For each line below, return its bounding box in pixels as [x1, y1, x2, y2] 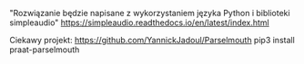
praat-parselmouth [9, 44, 80, 55]
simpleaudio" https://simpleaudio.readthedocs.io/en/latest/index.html [9, 17, 270, 28]
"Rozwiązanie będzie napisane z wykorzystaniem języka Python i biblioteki [9, 8, 290, 18]
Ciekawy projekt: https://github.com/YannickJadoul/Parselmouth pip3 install [9, 35, 296, 45]
